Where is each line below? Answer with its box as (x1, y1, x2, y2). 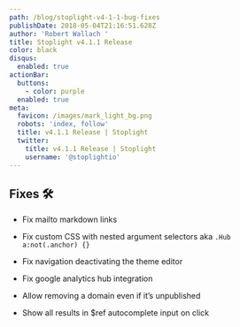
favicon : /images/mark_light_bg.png (17, 111, 152, 120)
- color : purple (25, 87, 86, 95)
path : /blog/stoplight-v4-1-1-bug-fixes (9, 12, 161, 22)
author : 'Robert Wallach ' (9, 29, 109, 38)
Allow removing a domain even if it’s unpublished (21, 291, 201, 301)
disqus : (9, 54, 38, 63)
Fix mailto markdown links (21, 214, 118, 225)
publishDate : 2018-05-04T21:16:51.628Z (9, 21, 157, 30)
